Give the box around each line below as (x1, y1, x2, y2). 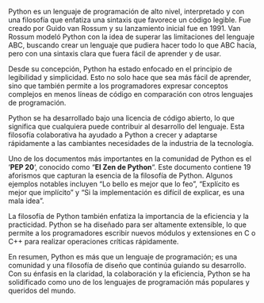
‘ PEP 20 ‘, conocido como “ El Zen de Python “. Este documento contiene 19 (8, 163, 251, 171)
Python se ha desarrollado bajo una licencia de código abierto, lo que (8, 113, 235, 122)
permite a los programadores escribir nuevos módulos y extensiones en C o (8, 228, 256, 237)
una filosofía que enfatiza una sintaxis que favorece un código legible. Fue (8, 15, 251, 25)
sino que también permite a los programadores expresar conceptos (8, 81, 228, 90)
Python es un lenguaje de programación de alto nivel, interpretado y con (8, 7, 245, 16)
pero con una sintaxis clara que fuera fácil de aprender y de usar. (8, 49, 222, 58)
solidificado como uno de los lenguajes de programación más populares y (8, 278, 250, 286)
